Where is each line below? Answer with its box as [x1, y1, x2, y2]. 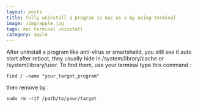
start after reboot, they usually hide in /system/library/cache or [6, 55, 164, 62]
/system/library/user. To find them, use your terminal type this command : [6, 62, 191, 69]
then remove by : [6, 84, 49, 92]
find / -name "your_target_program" [6, 73, 100, 79]
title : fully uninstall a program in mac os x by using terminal [6, 15, 176, 21]
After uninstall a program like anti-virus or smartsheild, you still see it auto [6, 48, 192, 56]
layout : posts [6, 9, 43, 15]
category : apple [6, 32, 48, 38]
